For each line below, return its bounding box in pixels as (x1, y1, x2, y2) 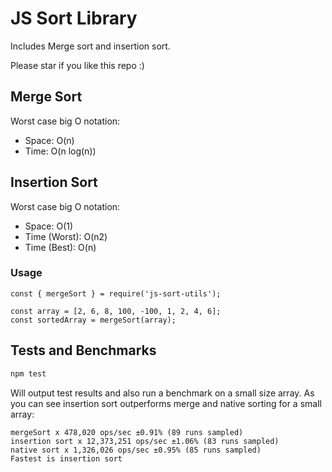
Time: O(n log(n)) (24, 145, 97, 157)
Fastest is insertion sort (10, 453, 123, 464)
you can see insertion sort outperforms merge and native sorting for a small (10, 397, 322, 409)
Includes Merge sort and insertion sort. (10, 40, 171, 52)
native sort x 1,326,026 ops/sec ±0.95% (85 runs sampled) (10, 445, 262, 455)
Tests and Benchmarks (10, 342, 157, 359)
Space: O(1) (24, 220, 74, 232)
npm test (10, 368, 47, 379)
